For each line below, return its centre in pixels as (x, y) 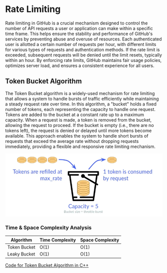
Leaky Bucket (21, 254)
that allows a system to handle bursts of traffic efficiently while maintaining (82, 98)
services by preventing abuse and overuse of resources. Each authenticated (83, 39)
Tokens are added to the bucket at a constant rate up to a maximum (75, 114)
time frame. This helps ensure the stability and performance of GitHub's (79, 33)
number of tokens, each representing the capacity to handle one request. (81, 109)
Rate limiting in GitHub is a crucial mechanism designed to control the (77, 23)
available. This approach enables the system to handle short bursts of (77, 135)
